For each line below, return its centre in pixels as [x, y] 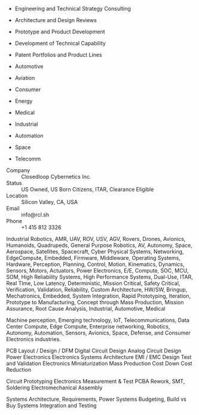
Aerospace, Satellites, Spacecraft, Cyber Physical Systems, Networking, [95, 252]
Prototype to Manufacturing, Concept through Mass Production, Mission [95, 302]
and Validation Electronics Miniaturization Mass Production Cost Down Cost [99, 363]
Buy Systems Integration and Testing [51, 405]
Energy [24, 101]
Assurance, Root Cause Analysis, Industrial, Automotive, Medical [86, 309]
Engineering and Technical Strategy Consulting [73, 9]
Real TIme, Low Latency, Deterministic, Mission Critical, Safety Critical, [93, 283]
